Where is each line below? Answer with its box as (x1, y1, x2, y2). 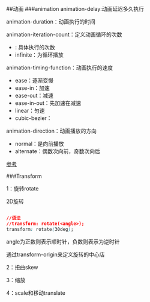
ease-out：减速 (14, 92, 54, 99)
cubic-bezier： (14, 115, 52, 122)
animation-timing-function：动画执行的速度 (6, 64, 113, 71)
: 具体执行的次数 (14, 44, 55, 51)
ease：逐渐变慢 (14, 77, 54, 84)
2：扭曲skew (6, 263, 38, 271)
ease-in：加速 (14, 84, 50, 92)
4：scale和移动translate (6, 289, 66, 297)
